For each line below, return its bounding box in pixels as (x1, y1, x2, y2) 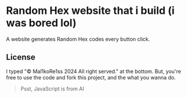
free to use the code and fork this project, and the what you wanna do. (6, 74, 176, 81)
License (6, 52, 36, 62)
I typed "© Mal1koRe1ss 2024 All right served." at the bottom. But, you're (6, 68, 181, 75)
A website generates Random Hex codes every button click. (6, 35, 150, 42)
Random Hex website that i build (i (6, 4, 175, 17)
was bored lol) (6, 16, 77, 30)
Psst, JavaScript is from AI (20, 85, 85, 92)
